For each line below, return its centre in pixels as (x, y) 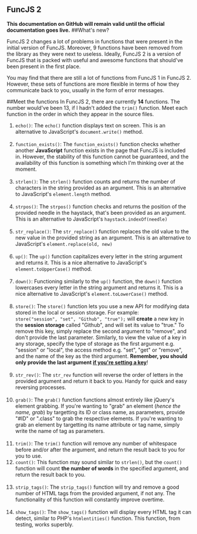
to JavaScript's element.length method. (63, 194)
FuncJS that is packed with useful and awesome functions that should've (95, 60)
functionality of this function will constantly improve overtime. (90, 499)
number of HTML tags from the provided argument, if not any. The (95, 493)
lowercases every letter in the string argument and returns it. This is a (99, 288)
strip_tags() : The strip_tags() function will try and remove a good (97, 487)
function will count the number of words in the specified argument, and (102, 468)
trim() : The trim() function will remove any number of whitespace (96, 443)
